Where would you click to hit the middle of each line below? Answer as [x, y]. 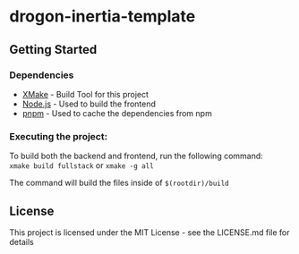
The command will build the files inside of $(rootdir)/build [120, 183]
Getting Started [53, 50]
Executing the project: [59, 136]
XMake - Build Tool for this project [85, 94]
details [21, 241]
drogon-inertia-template [103, 17]
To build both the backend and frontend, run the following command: [137, 156]
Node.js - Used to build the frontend [89, 104]
